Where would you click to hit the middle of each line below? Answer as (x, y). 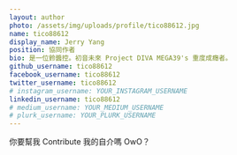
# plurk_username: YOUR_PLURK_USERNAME (83, 115)
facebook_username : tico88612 (65, 75)
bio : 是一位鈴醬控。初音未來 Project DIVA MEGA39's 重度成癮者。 (121, 58)
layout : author (37, 17)
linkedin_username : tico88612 (65, 99)
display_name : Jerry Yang (57, 42)
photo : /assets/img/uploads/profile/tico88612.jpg (104, 26)
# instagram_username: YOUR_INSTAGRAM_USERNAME (99, 91)
